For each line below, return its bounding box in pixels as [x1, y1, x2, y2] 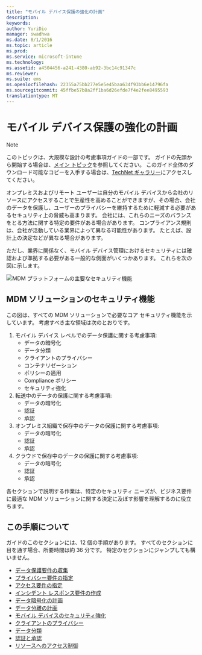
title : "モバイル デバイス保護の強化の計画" [6, 8, 106, 15]
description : [6, 14, 39, 20]
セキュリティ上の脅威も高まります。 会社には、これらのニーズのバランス [11, 212, 192, 219]
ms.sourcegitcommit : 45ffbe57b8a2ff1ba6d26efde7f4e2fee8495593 [6, 87, 169, 93]
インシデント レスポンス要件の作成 [14, 589, 101, 597]
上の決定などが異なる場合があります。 [11, 234, 107, 241]
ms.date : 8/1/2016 [6, 37, 52, 43]
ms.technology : [6, 59, 45, 65]
